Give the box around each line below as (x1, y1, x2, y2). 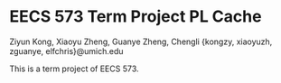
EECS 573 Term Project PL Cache (9, 6, 262, 27)
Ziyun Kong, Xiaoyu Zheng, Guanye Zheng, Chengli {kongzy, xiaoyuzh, (9, 36, 273, 47)
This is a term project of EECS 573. (9, 63, 139, 74)
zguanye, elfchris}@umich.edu (9, 45, 124, 56)
